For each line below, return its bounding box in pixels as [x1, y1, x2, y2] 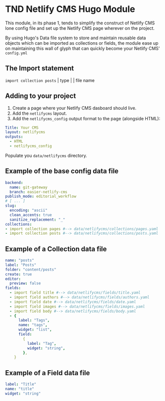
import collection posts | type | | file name [5, 77, 95, 83]
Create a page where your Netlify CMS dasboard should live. [12, 105, 137, 111]
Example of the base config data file [5, 167, 119, 175]
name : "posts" [5, 258, 35, 263]
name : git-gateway [9, 185, 48, 190]
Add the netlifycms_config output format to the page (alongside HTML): [12, 115, 161, 121]
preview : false [9, 281, 41, 286]
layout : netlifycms [5, 130, 46, 135]
